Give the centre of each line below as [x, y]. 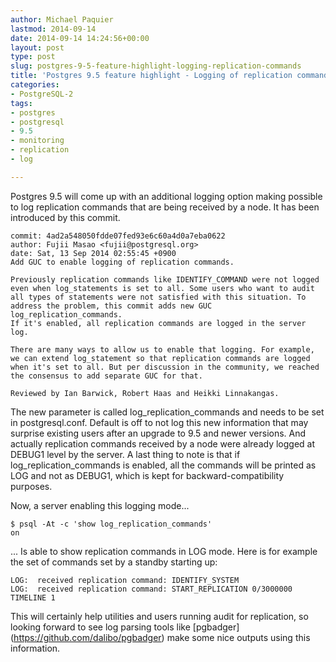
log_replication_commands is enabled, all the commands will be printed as [163, 465]
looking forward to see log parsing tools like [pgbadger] [125, 627]
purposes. [31, 486]
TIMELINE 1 [33, 597]
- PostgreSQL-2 [42, 94]
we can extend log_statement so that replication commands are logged [160, 358]
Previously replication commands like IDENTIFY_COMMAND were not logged [165, 279]
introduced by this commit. [65, 217]
